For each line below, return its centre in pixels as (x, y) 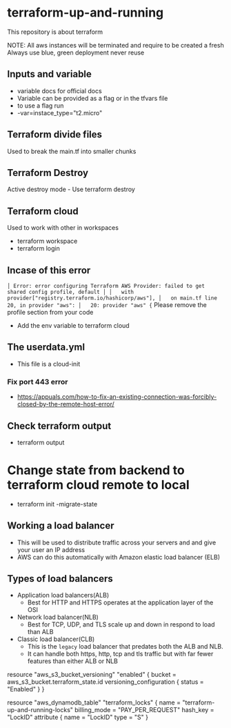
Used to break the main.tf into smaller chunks (72, 151)
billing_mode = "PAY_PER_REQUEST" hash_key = (144, 710)
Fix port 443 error (38, 382)
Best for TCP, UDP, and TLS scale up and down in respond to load (121, 624)
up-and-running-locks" (40, 710)
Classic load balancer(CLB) (56, 639)
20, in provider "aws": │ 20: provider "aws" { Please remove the (107, 305)
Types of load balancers (60, 579)
